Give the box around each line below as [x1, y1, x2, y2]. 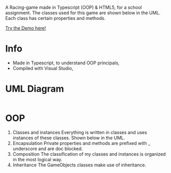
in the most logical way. [12, 156, 63, 162]
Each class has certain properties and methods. [5, 15, 106, 21]
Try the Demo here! [5, 25, 46, 31]
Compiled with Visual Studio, [12, 65, 74, 71]
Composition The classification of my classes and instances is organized [12, 151, 166, 157]
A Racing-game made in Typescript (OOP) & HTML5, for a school [5, 5, 142, 10]
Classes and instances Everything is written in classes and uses [12, 129, 147, 135]
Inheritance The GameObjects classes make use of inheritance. [12, 162, 146, 168]
